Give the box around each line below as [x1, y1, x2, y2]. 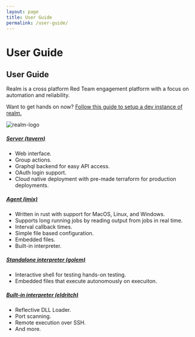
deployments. [14, 182, 49, 189]
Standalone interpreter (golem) [6, 256, 86, 263]
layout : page [6, 8, 39, 15]
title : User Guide [6, 14, 52, 20]
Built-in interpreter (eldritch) [6, 291, 79, 298]
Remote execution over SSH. [14, 319, 86, 326]
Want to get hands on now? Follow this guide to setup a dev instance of [6, 103, 183, 111]
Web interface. [14, 150, 52, 157]
